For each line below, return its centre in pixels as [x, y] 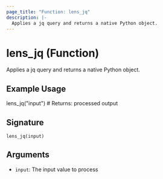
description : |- [27, 18]
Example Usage [36, 89]
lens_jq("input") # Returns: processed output [62, 103]
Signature [25, 122]
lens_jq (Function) [53, 53]
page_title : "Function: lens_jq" [48, 12]
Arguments [28, 155]
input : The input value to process [56, 169]
